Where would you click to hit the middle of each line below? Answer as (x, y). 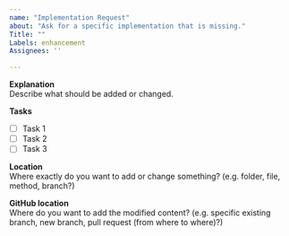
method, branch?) (42, 186)
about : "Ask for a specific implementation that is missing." (127, 26)
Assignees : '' (36, 51)
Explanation (32, 84)
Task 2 (34, 139)
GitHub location (39, 204)
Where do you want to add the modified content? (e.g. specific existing (140, 213)
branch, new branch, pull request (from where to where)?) (116, 223)
